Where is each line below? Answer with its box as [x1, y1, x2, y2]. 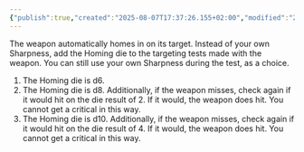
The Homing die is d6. [22, 74, 106, 86]
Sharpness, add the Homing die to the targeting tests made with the [9, 47, 262, 59]
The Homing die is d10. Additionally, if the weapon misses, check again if [22, 113, 295, 124]
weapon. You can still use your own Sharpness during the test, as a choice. [9, 57, 290, 68]
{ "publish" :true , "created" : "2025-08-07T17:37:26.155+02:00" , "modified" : [9, 13, 290, 23]
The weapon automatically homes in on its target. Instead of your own [9, 38, 270, 49]
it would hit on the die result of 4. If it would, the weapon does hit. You [22, 123, 284, 134]
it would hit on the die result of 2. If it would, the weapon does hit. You [22, 94, 284, 105]
